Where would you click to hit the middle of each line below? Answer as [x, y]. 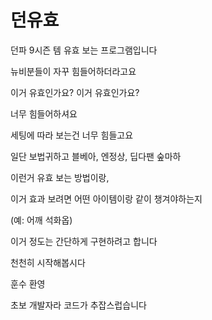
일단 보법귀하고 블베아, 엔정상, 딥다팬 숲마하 [96, 156]
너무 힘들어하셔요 [44, 113]
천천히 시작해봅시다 [48, 262]
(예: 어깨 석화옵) [41, 220]
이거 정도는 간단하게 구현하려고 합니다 [84, 241]
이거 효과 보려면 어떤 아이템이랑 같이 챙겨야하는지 [106, 198]
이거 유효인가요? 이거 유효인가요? [75, 92]
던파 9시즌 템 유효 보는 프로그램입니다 [84, 50]
